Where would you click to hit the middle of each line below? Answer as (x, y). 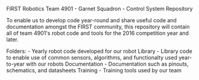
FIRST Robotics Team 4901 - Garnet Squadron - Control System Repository (99, 9)
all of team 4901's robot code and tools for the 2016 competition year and (97, 33)
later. (13, 39)
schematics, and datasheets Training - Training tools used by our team (94, 70)
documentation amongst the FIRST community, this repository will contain (98, 27)
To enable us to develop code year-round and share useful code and (91, 20)
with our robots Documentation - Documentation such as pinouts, (107, 64)
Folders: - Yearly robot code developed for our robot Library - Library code (99, 51)
